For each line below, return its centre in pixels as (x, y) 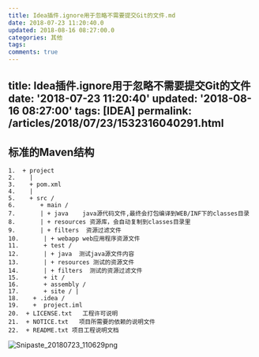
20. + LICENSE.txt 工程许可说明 (63, 314)
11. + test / (40, 246)
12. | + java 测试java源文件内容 (71, 254)
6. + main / (38, 206)
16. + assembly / (47, 284)
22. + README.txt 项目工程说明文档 (64, 331)
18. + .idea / (37, 299)
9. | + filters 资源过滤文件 (65, 231)
